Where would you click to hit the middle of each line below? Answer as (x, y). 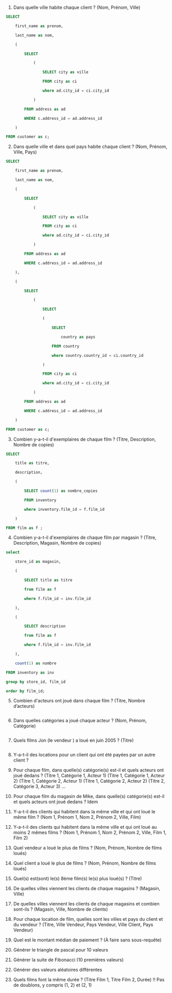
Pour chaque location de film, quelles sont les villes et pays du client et (88, 919)
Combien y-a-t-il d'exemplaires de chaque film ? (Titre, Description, (84, 439)
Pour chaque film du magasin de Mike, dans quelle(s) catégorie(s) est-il (89, 796)
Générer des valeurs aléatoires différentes (58, 970)
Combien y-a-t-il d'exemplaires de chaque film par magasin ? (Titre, (85, 537)
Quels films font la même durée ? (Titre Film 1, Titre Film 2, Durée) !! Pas (89, 980)
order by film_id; (25, 691)
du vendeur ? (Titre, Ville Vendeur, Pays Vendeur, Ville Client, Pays (83, 925)
